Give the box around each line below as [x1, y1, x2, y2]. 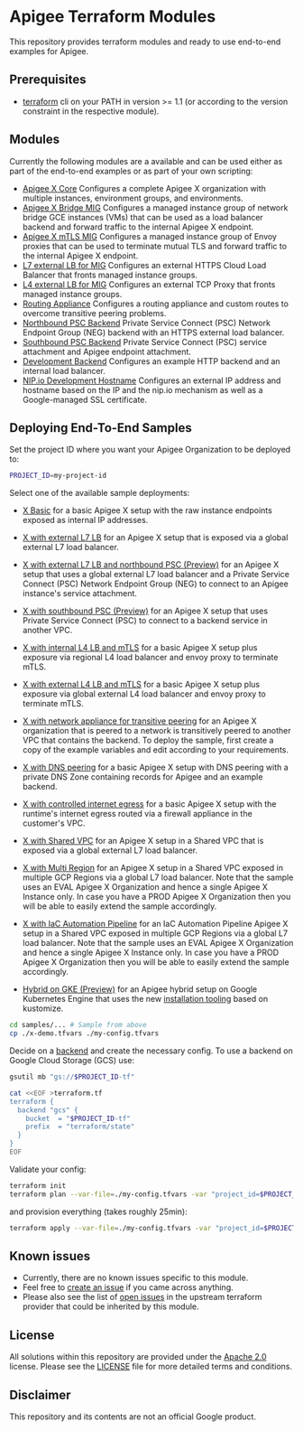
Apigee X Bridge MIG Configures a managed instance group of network [22, 201, 289, 213]
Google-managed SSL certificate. [22, 394, 147, 405]
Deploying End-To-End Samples [9, 420, 192, 435]
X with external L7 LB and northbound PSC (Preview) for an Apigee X [22, 559, 280, 570]
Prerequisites [9, 72, 87, 88]
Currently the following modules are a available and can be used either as [9, 155, 283, 166]
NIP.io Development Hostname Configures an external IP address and [22, 375, 281, 386]
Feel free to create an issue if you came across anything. [22, 1282, 234, 1293]
